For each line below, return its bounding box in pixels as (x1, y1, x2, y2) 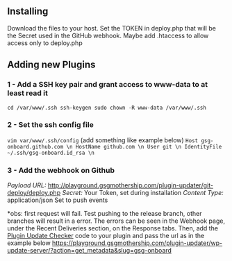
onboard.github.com (7, 143, 64, 150)
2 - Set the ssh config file (7, 120, 94, 130)
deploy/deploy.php (7, 189, 61, 197)
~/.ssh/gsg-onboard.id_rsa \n (7, 149, 95, 156)
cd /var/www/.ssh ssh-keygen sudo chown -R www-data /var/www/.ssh (7, 104, 207, 111)
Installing (7, 6, 49, 17)
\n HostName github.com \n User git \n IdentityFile (66, 143, 222, 150)
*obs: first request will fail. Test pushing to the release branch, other (7, 210, 202, 218)
